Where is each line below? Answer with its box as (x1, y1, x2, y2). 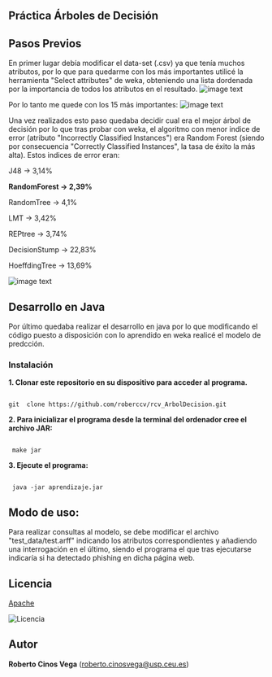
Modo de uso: (8, 505, 80, 519)
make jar (11, 446, 42, 455)
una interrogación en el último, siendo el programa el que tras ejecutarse (8, 544, 252, 554)
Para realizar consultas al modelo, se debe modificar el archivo (8, 527, 219, 537)
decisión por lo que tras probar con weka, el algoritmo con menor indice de (8, 124, 261, 134)
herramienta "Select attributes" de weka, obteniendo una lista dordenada (8, 76, 253, 85)
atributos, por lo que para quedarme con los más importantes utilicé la (8, 67, 244, 76)
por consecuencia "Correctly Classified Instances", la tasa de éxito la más (8, 142, 256, 151)
